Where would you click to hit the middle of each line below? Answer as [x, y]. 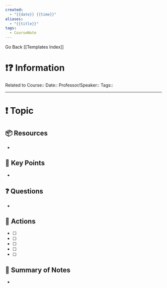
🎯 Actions [20, 221]
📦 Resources [27, 133]
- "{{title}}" [24, 24]
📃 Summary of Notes [38, 270]
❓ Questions [24, 191]
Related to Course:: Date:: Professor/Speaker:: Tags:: [59, 85]
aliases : [14, 19]
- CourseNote [23, 33]
